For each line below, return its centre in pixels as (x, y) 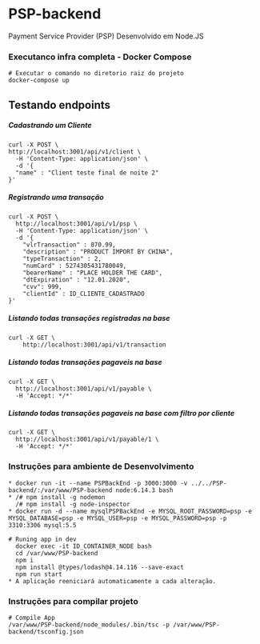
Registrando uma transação (56, 198)
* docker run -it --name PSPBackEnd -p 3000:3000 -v (98, 483)
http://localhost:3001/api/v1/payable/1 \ (87, 440)
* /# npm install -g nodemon (57, 497)
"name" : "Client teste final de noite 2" (87, 173)
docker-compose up (39, 81)
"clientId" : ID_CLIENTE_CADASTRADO (84, 294)
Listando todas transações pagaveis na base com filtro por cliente (122, 414)
